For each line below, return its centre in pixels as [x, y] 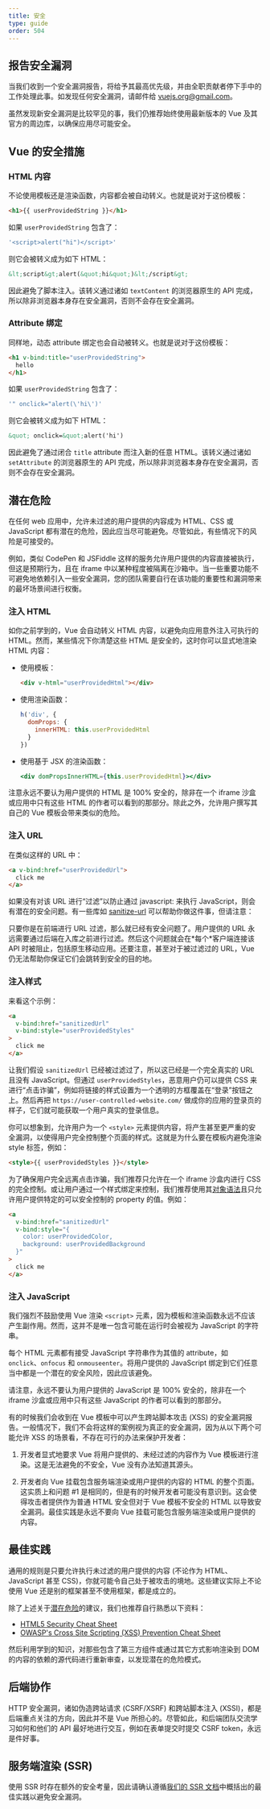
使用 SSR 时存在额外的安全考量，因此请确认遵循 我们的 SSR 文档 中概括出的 [131, 1787]
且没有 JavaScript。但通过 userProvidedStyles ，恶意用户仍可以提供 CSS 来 [133, 1079]
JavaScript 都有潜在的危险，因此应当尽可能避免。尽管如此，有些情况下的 [129, 531]
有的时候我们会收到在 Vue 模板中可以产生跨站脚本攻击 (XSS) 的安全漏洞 [127, 1417]
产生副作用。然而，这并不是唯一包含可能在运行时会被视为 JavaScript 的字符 [134, 1325]
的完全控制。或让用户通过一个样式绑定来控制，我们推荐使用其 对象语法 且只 [131, 1189]
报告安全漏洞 [40, 65]
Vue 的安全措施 [47, 151]
